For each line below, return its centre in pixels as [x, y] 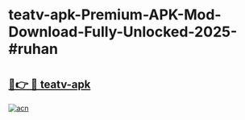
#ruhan [33, 49]
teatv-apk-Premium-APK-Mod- [115, 15]
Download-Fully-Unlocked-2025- [123, 32]
